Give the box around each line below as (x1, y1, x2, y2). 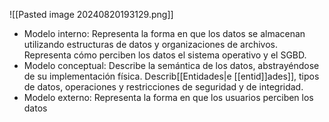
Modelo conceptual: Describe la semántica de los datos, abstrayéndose (23, 60, 320, 71)
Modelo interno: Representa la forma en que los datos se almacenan (23, 28, 306, 39)
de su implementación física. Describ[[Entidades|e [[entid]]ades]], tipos (23, 70, 320, 82)
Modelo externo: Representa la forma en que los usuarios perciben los (23, 92, 314, 103)
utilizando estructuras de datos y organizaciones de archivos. (23, 39, 278, 50)
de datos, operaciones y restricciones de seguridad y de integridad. (23, 81, 304, 93)
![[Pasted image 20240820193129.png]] (9, 9, 174, 20)
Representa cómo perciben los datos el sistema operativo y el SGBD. (23, 49, 307, 61)
